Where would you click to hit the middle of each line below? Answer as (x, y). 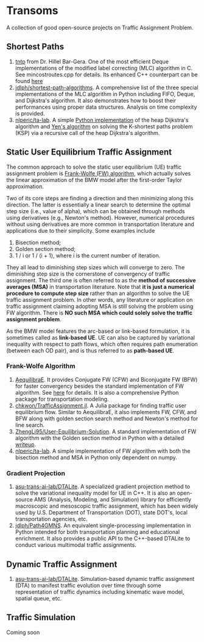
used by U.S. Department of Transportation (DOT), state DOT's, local (101, 513)
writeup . (26, 444)
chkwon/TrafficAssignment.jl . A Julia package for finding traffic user (101, 405)
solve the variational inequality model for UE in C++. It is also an (95, 493)
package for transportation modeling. (62, 399)
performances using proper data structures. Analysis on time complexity (106, 107)
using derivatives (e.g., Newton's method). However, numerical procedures (100, 217)
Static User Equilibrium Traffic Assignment (89, 152)
